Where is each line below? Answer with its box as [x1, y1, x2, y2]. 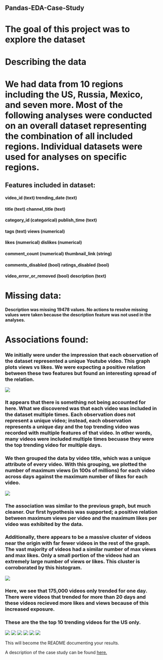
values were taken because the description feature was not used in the [5, 311, 152, 317]
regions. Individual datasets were [5, 141, 143, 152]
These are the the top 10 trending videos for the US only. [5, 618, 141, 625]
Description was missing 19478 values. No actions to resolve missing [5, 307, 148, 312]
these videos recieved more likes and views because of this [5, 599, 149, 606]
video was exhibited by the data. [5, 521, 84, 528]
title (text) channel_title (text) [5, 206, 66, 212]
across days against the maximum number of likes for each [5, 473, 148, 480]
